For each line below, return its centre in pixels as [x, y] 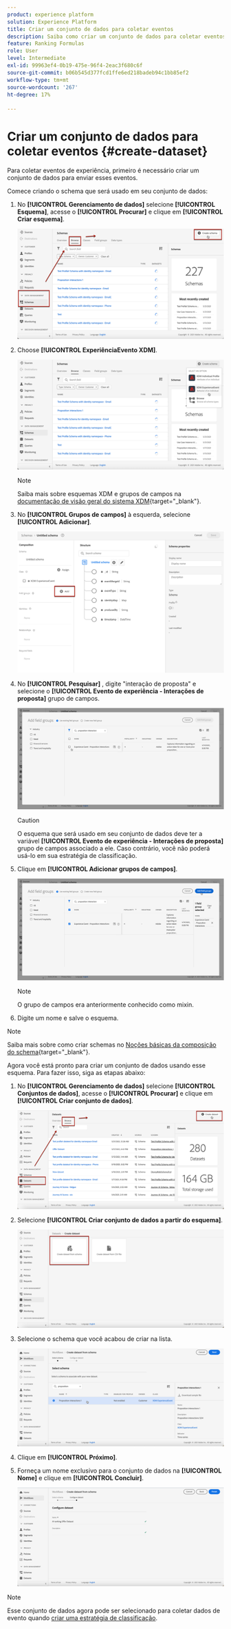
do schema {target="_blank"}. [49, 1052]
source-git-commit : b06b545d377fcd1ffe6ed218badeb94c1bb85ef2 [98, 72]
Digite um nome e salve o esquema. [68, 1018]
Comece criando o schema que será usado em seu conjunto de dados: [108, 191]
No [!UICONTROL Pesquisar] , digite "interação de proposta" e [107, 684]
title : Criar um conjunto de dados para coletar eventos [90, 29]
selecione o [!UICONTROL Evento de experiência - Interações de [110, 691]
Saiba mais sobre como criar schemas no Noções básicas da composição [112, 1045]
